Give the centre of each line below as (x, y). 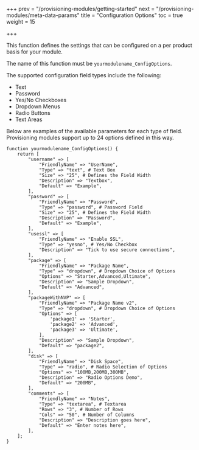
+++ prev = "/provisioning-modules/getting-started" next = (81, 9)
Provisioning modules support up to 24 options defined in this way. (90, 137)
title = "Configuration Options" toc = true (132, 15)
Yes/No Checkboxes (41, 100)
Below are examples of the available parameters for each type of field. (94, 131)
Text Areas (29, 119)
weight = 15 (21, 22)
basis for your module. (34, 52)
